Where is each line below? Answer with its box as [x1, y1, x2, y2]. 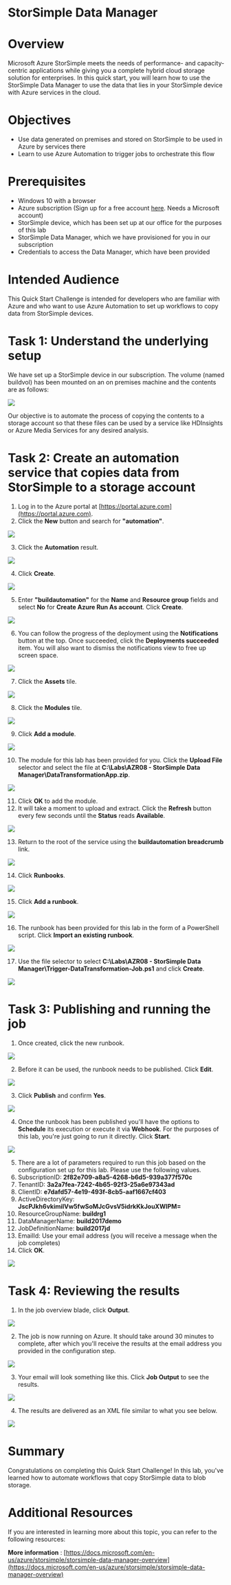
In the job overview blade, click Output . [17, 1306, 130, 1314]
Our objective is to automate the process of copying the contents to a [8, 411, 205, 420]
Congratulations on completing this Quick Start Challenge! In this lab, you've [8, 1466, 224, 1474]
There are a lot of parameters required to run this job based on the [17, 1158, 206, 1167]
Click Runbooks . [17, 871, 66, 879]
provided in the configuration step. [17, 1346, 116, 1355]
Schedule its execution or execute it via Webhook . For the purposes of [17, 1125, 219, 1133]
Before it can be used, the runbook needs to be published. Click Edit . [17, 1065, 214, 1073]
